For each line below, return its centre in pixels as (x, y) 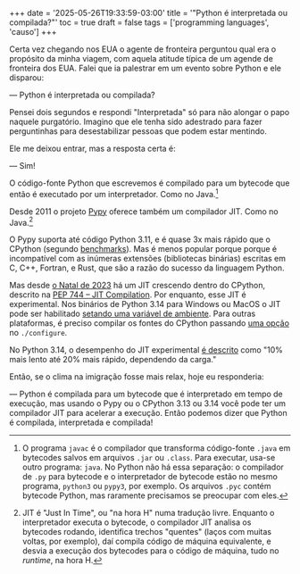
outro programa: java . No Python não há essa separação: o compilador (153, 467)
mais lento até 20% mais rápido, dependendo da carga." (113, 360)
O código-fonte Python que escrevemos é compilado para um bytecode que (150, 183)
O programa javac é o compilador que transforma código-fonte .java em (156, 448)
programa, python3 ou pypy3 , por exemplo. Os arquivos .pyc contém (146, 487)
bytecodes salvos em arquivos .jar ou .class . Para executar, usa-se (149, 458)
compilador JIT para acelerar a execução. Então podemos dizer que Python (148, 413)
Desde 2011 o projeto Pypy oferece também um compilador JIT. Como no (144, 211)
